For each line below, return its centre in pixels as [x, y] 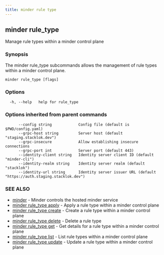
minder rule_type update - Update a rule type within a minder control [82, 242]
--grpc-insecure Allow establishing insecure [78, 142]
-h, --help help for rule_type [44, 102]
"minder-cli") [20, 159]
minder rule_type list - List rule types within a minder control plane [80, 236]
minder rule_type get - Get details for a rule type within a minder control [86, 226]
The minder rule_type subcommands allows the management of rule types [81, 65]
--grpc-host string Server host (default [70, 133]
